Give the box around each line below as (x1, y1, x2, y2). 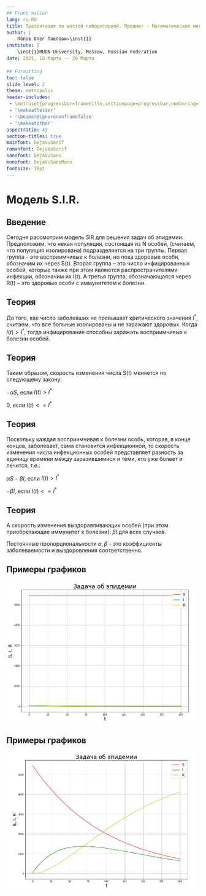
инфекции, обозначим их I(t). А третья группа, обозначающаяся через (6, 272, 191, 280)
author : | (6, 29, 32, 36)
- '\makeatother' (9, 120, 53, 126)
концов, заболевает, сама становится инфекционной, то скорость (6, 442, 180, 449)
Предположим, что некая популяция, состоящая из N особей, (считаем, (6, 240, 196, 247)
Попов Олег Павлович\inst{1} (17, 36, 92, 42)
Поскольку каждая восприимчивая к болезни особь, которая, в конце (6, 435, 191, 442)
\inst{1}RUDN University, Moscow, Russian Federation (17, 49, 158, 55)
